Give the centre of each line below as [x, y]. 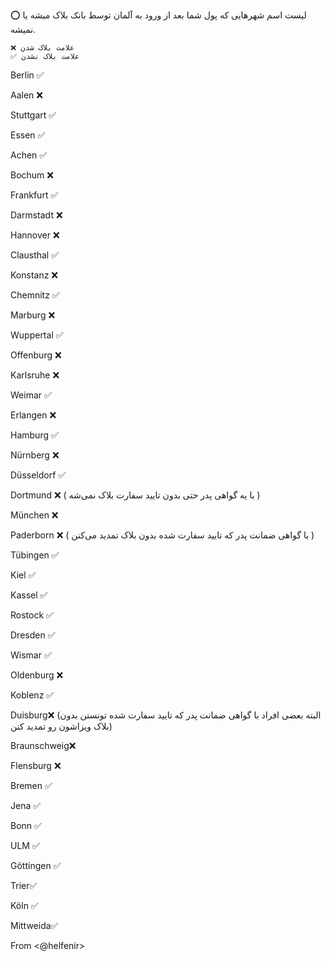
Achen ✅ [29, 155]
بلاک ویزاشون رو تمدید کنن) [61, 726]
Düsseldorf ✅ [38, 475]
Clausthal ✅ [35, 255]
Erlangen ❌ [33, 415]
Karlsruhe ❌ [35, 375]
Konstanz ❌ [34, 275]
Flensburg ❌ [36, 765]
